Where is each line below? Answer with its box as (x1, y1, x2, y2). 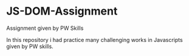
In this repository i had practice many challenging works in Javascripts (6, 36, 184, 43)
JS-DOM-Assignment (6, 4, 118, 18)
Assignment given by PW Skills (6, 24, 84, 32)
